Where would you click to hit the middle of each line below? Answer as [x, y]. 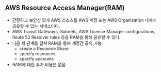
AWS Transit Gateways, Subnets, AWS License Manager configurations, [84, 31]
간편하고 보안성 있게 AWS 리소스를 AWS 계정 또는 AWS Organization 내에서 [84, 20]
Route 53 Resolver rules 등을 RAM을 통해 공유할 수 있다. [66, 37]
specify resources [37, 54]
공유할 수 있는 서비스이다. [36, 26]
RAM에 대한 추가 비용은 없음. [39, 64]
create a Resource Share [44, 48]
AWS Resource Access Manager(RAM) [65, 8]
